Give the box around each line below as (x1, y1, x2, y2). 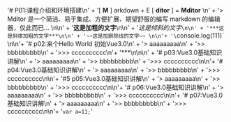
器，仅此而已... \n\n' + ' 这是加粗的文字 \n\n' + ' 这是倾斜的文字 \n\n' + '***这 (7, 24, 225, 31)
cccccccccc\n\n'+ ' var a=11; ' (7, 107, 93, 115)
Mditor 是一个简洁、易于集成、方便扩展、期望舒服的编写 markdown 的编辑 (7, 15, 221, 23)
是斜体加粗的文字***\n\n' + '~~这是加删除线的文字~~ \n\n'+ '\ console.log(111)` (7, 31, 225, 40)
